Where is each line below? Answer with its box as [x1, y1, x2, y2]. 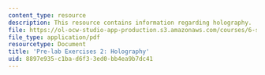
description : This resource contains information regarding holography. [8, 19, 252, 27]
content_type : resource [8, 11, 87, 20]
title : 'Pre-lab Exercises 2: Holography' [8, 48, 150, 55]
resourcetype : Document [8, 41, 87, 48]
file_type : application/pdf [8, 33, 101, 41]
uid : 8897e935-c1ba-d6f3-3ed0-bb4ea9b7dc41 [8, 55, 154, 63]
